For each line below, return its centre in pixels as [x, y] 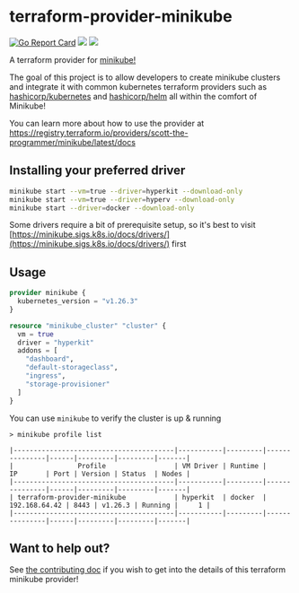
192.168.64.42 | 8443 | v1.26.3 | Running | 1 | [110, 505]
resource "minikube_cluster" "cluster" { [88, 326]
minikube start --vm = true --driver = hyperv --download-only [122, 199]
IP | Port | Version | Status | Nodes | [100, 474]
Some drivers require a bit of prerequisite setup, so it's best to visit [132, 225]
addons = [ [38, 351]
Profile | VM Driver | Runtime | [172, 466]
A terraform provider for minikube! [73, 59]
